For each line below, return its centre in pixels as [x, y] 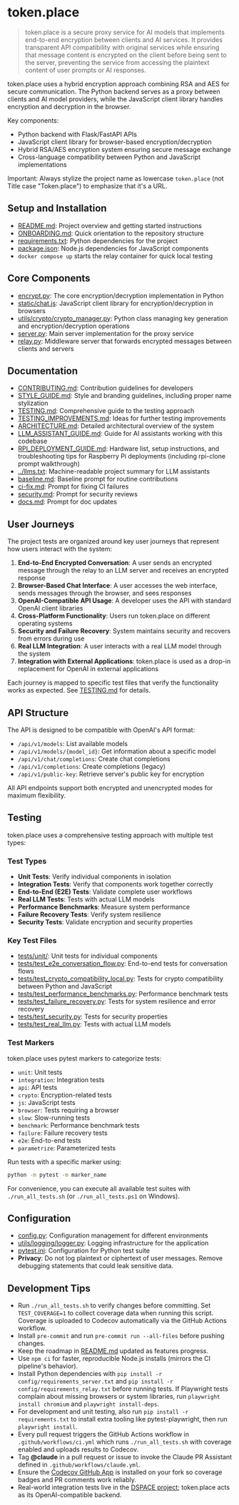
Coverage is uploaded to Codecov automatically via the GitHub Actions [122, 1321]
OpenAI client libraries [50, 608]
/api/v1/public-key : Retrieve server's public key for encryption [111, 774]
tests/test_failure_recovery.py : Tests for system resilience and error [117, 1001]
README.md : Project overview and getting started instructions [110, 225]
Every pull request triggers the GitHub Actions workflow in [103, 1434]
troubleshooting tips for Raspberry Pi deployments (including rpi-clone [122, 456]
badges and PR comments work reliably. [77, 1480]
